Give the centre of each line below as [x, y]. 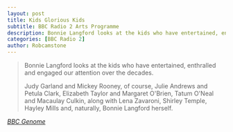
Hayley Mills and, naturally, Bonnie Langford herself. [98, 108]
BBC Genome [26, 121]
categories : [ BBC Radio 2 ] [46, 39]
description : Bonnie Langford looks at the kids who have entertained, [113, 33]
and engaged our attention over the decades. [89, 73]
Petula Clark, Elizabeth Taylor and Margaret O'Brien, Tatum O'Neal [119, 93]
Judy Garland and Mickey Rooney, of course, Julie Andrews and [116, 86]
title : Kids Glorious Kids [46, 20]
